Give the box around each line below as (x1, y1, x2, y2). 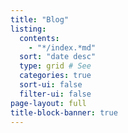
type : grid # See (19, 61, 92, 71)
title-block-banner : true (10, 107, 118, 118)
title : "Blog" (10, 14, 70, 25)
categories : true (19, 71, 92, 81)
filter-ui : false (19, 89, 92, 99)
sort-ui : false (19, 80, 83, 90)
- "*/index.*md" (28, 42, 97, 53)
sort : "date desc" (19, 52, 97, 62)
